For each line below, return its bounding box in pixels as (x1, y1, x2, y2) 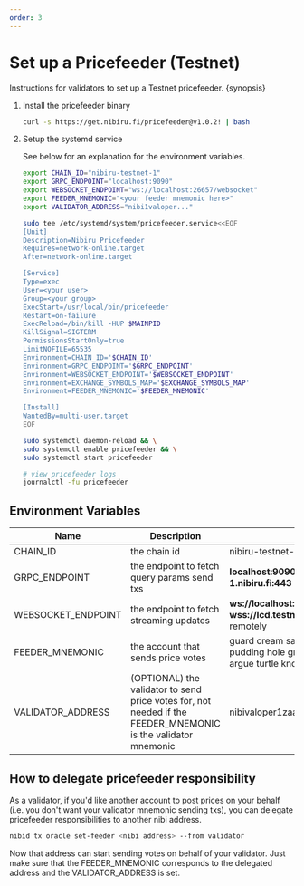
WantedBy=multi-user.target (22, 411, 128, 421)
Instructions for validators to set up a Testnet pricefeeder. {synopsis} (9, 82, 266, 93)
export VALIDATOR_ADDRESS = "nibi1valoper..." (22, 202, 194, 211)
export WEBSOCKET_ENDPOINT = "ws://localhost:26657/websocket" (22, 186, 259, 195)
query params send (130, 572, 214, 584)
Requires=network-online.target (22, 244, 145, 254)
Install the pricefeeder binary (22, 100, 131, 111)
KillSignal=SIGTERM (22, 328, 97, 337)
